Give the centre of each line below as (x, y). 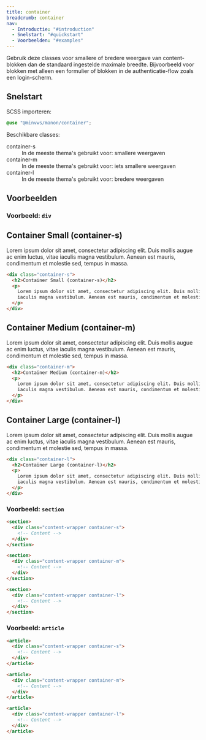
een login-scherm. (30, 78)
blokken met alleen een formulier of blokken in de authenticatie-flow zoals (100, 71)
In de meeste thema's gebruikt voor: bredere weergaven (93, 179)
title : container (29, 12)
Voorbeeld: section (35, 509)
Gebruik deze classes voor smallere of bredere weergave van (84, 58)
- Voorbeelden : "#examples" (48, 40)
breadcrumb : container (35, 18)
